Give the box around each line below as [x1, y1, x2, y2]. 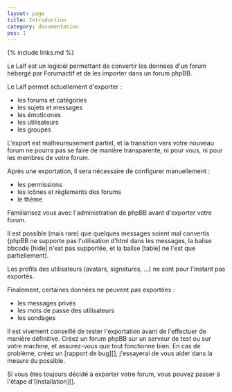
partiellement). [7, 251, 49, 260]
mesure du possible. [7, 357, 66, 365]
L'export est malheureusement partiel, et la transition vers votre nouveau [7, 139, 215, 148]
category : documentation [7, 23, 79, 30]
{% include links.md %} [7, 48, 75, 57]
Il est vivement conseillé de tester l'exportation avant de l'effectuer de [7, 327, 206, 336]
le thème [17, 195, 43, 204]
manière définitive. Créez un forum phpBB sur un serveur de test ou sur [7, 335, 211, 343]
